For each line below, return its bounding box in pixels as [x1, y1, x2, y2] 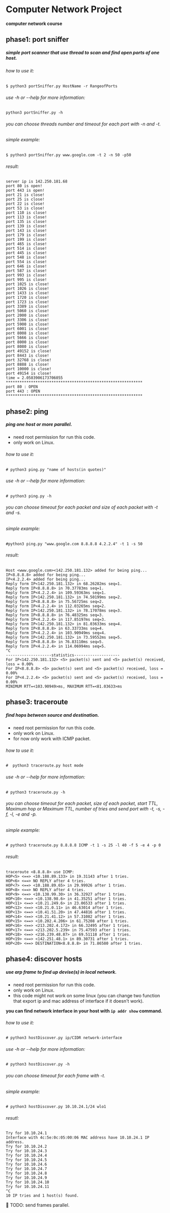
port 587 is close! [6, 268, 47, 273]
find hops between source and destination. [6, 712, 99, 718]
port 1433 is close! [6, 291, 50, 296]
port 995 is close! [6, 277, 47, 283]
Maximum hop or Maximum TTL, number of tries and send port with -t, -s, [6, 806, 162, 812]
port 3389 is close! [6, 304, 50, 309]
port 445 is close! [6, 250, 47, 256]
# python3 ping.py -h [6, 493, 52, 498]
